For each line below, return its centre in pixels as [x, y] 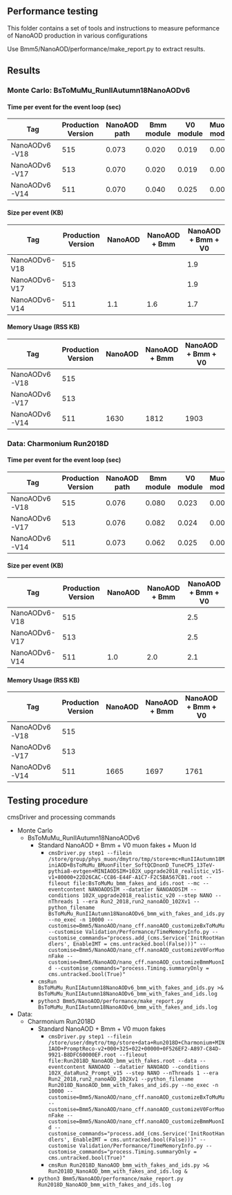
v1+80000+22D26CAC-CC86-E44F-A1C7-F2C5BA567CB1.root [126, 878]
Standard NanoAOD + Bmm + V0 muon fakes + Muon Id [117, 845]
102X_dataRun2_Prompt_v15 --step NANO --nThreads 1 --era [133, 1073]
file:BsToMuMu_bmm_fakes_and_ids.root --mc [136, 884]
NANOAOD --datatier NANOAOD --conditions [149, 1067]
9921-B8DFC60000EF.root [82, 1055]
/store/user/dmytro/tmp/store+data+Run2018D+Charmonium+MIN [136, 1043]
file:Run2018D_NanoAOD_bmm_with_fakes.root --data [122, 1061]
